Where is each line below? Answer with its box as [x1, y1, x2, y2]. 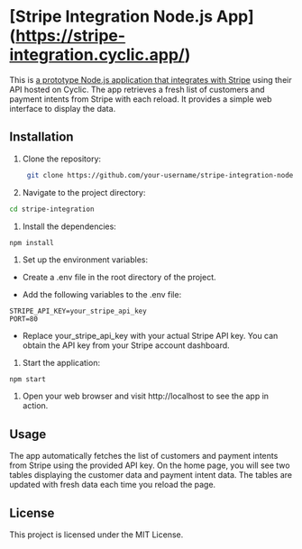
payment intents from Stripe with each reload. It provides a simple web [9, 93, 272, 105]
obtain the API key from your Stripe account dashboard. [22, 340, 230, 351]
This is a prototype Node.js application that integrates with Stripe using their [9, 74, 292, 85]
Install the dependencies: [22, 221, 117, 232]
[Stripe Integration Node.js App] [9, 6, 254, 27]
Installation [9, 129, 74, 145]
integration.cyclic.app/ [9, 45, 185, 65]
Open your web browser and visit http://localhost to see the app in [22, 390, 269, 402]
